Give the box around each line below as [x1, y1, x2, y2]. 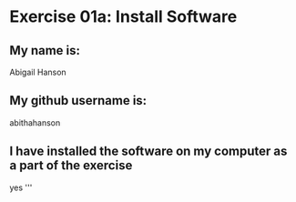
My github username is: [9, 93, 148, 108]
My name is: [9, 43, 80, 58]
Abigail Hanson [9, 66, 66, 77]
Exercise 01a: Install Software [9, 6, 238, 27]
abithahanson [9, 116, 61, 128]
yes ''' [9, 182, 33, 193]
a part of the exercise [9, 157, 133, 174]
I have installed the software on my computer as [9, 144, 288, 159]
